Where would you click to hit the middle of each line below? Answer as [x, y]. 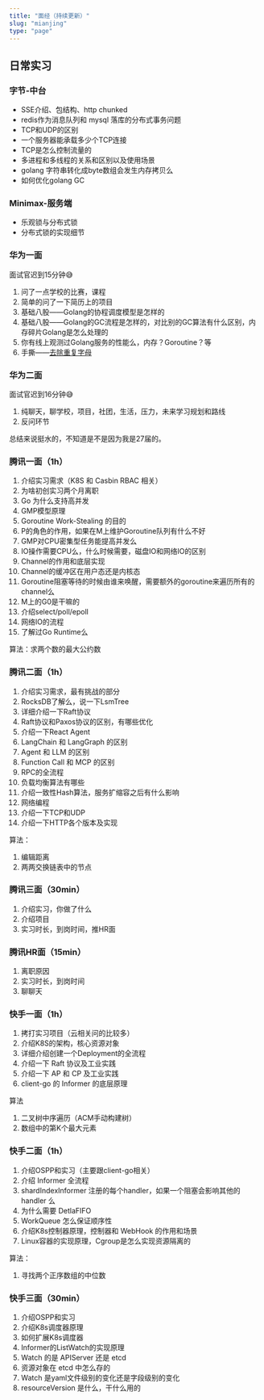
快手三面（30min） [47, 1298]
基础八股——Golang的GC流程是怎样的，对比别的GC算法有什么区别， [135, 322]
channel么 [38, 592]
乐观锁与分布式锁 [49, 222]
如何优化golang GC [53, 180]
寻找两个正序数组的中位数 [63, 1275]
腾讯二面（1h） [38, 673]
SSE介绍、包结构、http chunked [74, 110]
